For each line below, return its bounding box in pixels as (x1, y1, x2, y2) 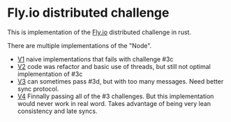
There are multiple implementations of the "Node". (7, 41, 152, 49)
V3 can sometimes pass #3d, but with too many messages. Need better (17, 77, 224, 85)
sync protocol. (17, 84, 59, 93)
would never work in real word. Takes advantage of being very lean (17, 99, 211, 107)
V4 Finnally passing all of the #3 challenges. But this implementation (17, 92, 214, 100)
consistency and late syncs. (17, 107, 98, 115)
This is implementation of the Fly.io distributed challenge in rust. (7, 28, 192, 36)
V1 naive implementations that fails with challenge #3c (17, 54, 174, 63)
